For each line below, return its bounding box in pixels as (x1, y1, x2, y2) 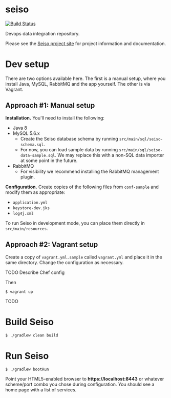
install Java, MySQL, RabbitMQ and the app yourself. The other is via (5, 81, 151, 87)
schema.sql (20, 142, 44, 147)
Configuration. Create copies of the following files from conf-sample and (5, 184, 159, 190)
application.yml (12, 200, 48, 205)
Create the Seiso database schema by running (20, 135, 119, 142)
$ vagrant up (5, 289, 33, 294)
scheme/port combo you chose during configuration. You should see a (5, 381, 155, 388)
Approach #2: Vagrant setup (5, 240, 98, 249)
